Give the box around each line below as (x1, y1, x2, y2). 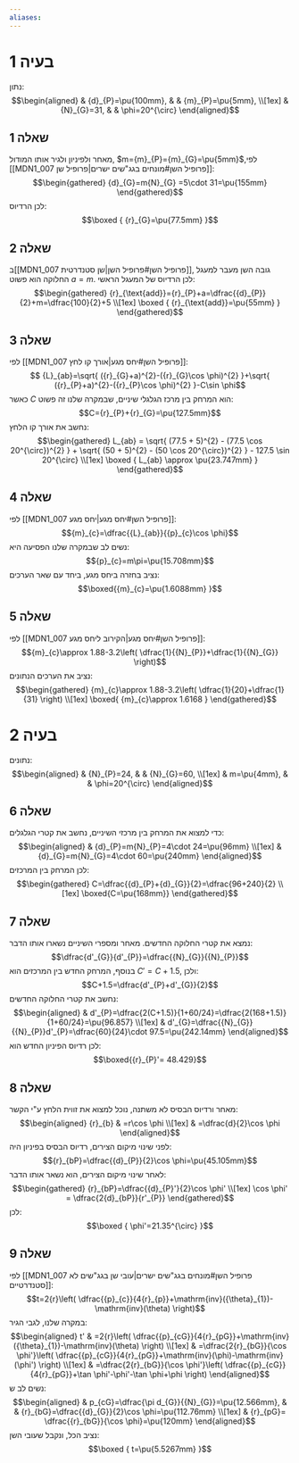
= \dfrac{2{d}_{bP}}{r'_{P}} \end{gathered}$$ (65, 1193, 235, 1203)
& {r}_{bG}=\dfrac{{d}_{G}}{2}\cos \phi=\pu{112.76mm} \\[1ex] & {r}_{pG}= (13, 1406, 287, 1417)
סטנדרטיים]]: (9, 1279, 54, 1290)
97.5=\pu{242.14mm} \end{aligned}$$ (149, 1027, 289, 1037)
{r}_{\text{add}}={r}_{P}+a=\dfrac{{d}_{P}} (109, 287, 266, 299)
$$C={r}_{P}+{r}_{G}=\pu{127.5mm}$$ (79, 408, 221, 418)
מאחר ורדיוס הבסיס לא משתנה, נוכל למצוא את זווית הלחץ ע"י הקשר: (9, 1104, 238, 1114)
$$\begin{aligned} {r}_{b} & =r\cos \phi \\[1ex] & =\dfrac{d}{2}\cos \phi (19, 1118, 281, 1128)
